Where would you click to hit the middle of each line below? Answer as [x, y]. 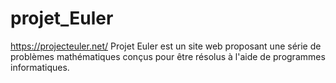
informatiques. [40, 67]
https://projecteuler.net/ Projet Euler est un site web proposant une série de [166, 46]
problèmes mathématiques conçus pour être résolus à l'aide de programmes [168, 56]
